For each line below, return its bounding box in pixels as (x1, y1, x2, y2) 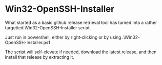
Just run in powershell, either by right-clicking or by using (5, 34, 121, 40)
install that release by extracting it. (5, 54, 75, 60)
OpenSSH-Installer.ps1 (5, 39, 50, 45)
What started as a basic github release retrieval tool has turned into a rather (5, 20, 157, 25)
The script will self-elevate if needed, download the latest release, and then (5, 49, 157, 55)
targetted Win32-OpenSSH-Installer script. (5, 24, 91, 30)
